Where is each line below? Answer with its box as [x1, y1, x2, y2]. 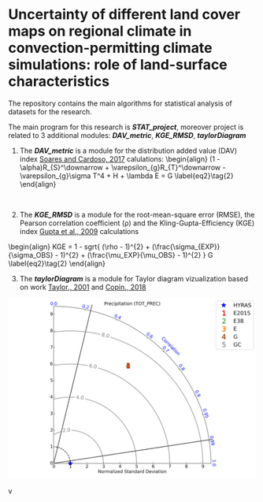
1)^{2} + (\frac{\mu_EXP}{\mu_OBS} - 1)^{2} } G [60, 250, 213, 259]
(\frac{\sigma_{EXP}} [151, 242, 220, 251]
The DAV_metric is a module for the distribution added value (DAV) [19, 146, 238, 155]
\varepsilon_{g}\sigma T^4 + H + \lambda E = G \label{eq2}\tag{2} [19, 171, 234, 180]
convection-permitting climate [8, 39, 213, 57]
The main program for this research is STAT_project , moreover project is [8, 122, 244, 132]
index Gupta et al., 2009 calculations [19, 226, 139, 236]
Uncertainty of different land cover [8, 6, 241, 24]
